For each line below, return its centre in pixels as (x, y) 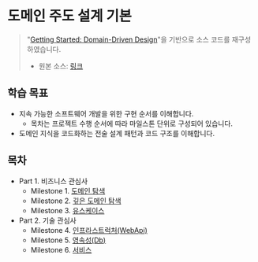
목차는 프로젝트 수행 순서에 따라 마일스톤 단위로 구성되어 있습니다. (132, 124)
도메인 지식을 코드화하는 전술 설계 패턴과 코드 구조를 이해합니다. (116, 133)
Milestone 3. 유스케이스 (67, 210)
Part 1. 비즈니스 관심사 (53, 181)
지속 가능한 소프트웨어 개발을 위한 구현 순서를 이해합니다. (106, 113)
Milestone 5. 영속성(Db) (68, 240)
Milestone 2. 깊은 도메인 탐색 (76, 201)
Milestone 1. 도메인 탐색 (68, 190)
